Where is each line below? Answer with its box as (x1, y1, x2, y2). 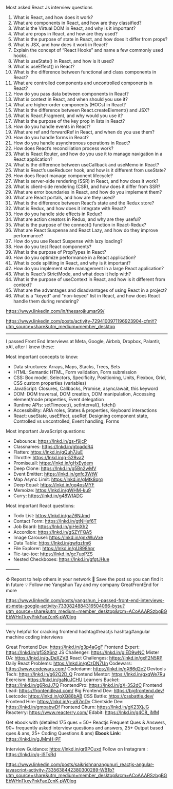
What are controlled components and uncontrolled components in (13, 80, 153, 86)
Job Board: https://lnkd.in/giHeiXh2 (13, 523, 88, 530)
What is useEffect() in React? (13, 64, 75, 69)
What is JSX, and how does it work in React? (13, 42, 108, 48)
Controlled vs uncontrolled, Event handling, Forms (13, 418, 120, 424)
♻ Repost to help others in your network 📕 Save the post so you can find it (6, 576, 163, 582)
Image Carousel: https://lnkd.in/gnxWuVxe (13, 534, 103, 540)
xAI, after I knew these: (6, 344, 54, 350)
